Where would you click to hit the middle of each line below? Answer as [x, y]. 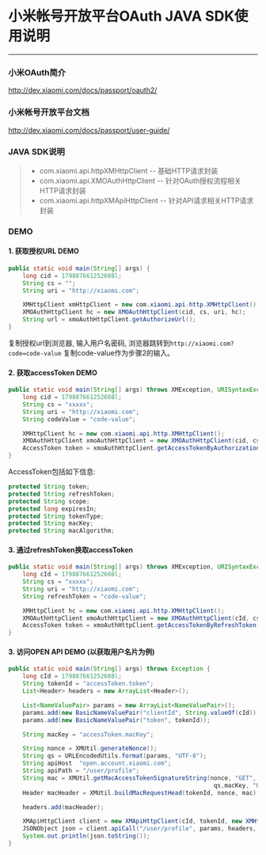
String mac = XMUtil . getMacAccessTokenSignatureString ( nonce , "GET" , [140, 778]
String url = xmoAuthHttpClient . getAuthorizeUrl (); [109, 320]
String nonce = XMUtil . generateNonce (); [90, 749]
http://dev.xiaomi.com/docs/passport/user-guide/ [89, 130]
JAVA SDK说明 [37, 152]
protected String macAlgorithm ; [61, 531]
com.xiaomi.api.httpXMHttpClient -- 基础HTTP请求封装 [129, 170]
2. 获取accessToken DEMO [53, 372]
